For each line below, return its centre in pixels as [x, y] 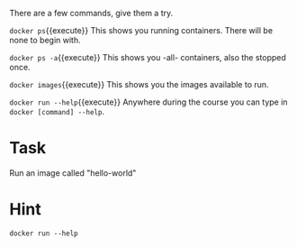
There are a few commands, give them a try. [91, 13]
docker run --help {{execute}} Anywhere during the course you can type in [148, 102]
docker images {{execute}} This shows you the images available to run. [139, 84]
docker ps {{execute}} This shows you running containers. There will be [141, 30]
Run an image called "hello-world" [73, 173]
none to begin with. [45, 40]
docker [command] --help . [57, 111]
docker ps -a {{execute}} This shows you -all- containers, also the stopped [148, 57]
